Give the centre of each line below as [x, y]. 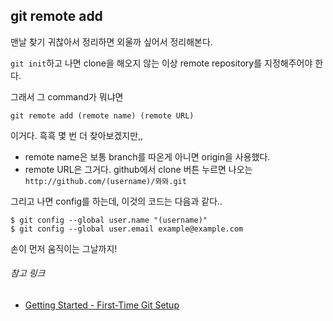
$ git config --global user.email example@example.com [127, 229]
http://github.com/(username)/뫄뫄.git [105, 181]
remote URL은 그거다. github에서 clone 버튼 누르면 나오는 [138, 169]
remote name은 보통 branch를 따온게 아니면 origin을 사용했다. [147, 156]
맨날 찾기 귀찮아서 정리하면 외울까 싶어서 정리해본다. [111, 41]
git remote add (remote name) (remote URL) [102, 115]
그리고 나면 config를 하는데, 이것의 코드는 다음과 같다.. [116, 201]
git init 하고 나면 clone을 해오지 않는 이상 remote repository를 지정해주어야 [161, 63]
